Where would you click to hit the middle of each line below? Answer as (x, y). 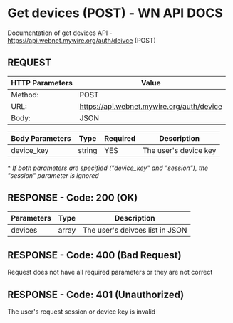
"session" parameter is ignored (53, 175)
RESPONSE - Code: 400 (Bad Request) (94, 255)
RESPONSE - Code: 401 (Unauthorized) (96, 294)
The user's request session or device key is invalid (82, 312)
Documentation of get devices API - (60, 33)
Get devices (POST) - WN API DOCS (115, 13)
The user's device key (179, 150)
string (88, 150)
